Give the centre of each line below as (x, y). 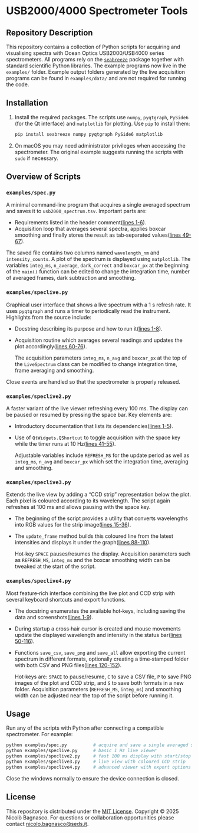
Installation (27, 103)
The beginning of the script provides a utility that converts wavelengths (101, 518)
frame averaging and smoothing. (54, 370)
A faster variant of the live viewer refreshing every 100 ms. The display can (97, 408)
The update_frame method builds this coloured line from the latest (94, 536)
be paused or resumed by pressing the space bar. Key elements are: (89, 414)
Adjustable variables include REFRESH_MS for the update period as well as (102, 455)
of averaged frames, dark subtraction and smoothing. (71, 278)
